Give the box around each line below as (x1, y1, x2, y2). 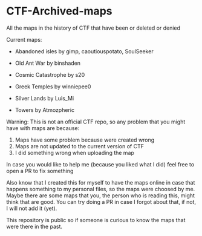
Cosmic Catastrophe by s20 (15, 71, 85, 78)
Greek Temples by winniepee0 (15, 83, 91, 90)
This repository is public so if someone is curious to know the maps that (6, 216, 186, 223)
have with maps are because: (6, 124, 80, 131)
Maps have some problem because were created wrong (15, 136, 155, 143)
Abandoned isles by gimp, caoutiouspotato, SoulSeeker (15, 47, 154, 55)
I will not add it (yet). (6, 205, 57, 212)
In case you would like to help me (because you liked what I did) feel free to (6, 160, 195, 168)
